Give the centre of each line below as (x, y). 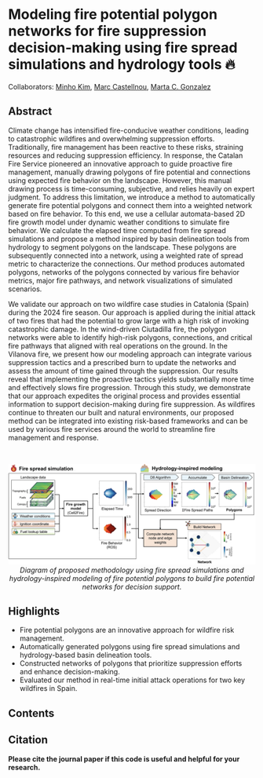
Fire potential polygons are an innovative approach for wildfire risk (127, 630)
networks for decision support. (132, 586)
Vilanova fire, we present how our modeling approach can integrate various (130, 354)
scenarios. (25, 289)
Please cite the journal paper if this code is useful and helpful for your (124, 758)
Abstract (30, 111)
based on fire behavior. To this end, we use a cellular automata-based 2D (127, 214)
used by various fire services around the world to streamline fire (112, 429)
